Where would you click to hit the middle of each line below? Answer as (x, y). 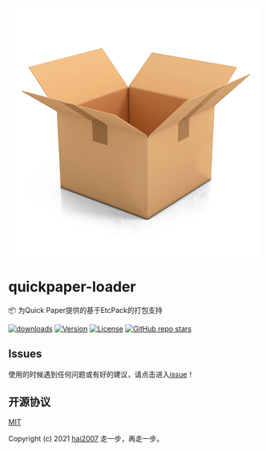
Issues (25, 354)
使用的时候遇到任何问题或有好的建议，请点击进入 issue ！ (101, 374)
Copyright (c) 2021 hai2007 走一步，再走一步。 (86, 438)
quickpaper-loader (72, 287)
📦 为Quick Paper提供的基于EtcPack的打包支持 (85, 310)
